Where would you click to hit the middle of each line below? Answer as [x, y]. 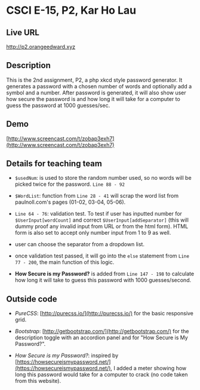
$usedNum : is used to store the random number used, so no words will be [103, 178]
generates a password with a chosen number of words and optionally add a [99, 86]
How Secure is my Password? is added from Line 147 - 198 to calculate [104, 274]
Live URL [23, 33]
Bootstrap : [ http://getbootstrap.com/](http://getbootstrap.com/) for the [102, 331]
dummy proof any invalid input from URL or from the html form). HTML [101, 226]
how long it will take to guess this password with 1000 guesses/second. [103, 280]
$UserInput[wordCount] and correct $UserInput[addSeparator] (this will [102, 220]
